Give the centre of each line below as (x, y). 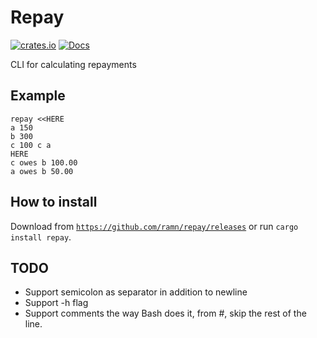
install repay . (41, 237)
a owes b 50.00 (42, 171)
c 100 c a (31, 145)
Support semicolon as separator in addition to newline (136, 292)
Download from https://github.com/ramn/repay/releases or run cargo (154, 226)
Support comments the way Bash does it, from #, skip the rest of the (165, 313)
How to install (54, 202)
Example (38, 96)
